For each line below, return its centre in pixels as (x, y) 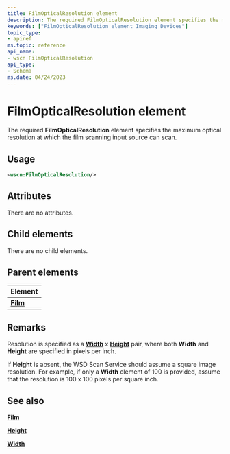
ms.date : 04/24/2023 (37, 77)
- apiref (20, 39)
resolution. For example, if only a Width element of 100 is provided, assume (114, 372)
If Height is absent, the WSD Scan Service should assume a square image (112, 365)
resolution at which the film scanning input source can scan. (92, 137)
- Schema (20, 71)
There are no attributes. (40, 213)
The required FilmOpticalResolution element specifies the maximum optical (114, 130)
